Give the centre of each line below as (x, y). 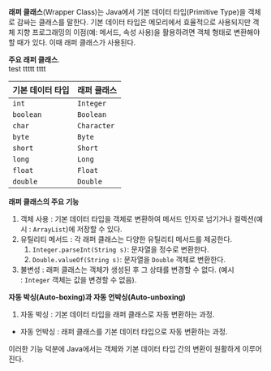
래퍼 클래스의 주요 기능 (44, 202)
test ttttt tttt (27, 69)
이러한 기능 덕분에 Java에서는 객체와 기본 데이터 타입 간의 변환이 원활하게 (125, 349)
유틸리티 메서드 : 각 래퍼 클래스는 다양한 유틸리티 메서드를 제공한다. (126, 239)
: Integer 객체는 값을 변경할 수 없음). (78, 280)
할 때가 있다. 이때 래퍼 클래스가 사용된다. (72, 42)
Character (96, 125)
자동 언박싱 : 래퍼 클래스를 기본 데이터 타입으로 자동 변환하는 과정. (124, 332)
